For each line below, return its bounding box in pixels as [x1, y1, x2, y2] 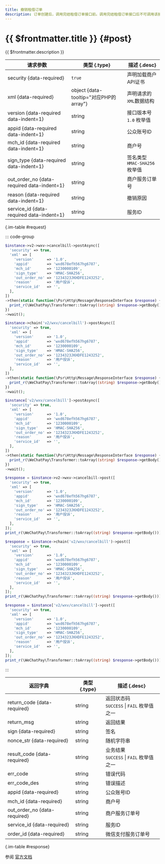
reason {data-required [7, 191, 60, 198]
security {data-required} [7, 75, 65, 82]
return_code [7, 699, 36, 706]
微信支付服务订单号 [105, 831, 150, 837]
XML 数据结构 [127, 98, 155, 105]
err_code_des [7, 779, 39, 786]
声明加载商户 [127, 71, 157, 78]
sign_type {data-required [7, 157, 66, 164]
